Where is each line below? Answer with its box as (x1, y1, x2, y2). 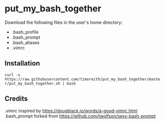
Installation (4, 59, 40, 67)
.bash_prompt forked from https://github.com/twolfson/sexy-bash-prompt (4, 113, 156, 119)
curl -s (4, 72, 21, 77)
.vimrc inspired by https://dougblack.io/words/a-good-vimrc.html (4, 108, 138, 114)
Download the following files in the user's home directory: (4, 19, 123, 25)
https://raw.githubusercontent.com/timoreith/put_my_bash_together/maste (4, 76, 161, 82)
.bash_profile (11, 29, 39, 35)
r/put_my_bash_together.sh (4, 81, 60, 86)
